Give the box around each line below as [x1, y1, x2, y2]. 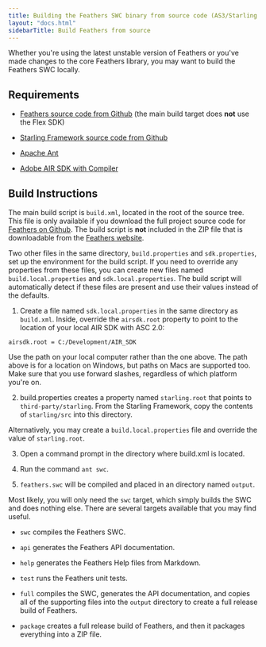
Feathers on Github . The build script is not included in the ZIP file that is [8, 225, 244, 234]
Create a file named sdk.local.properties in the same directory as [19, 306, 238, 315]
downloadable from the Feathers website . [8, 233, 145, 242]
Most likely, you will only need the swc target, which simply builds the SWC [8, 495, 252, 504]
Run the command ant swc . [19, 464, 109, 473]
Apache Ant [19, 148, 59, 158]
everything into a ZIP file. [19, 630, 102, 639]
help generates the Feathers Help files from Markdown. [19, 558, 201, 568]
